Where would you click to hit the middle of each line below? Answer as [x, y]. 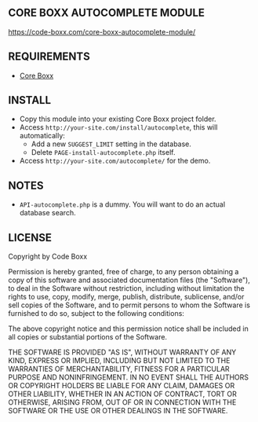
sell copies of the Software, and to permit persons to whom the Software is [129, 305]
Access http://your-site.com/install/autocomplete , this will [118, 127]
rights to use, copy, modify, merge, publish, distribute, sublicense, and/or [126, 297]
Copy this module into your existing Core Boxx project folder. [118, 119]
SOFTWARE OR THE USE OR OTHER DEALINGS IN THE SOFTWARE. [118, 411]
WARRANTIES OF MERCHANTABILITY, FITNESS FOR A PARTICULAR [119, 369]
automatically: [42, 136]
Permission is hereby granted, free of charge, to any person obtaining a [124, 272]
